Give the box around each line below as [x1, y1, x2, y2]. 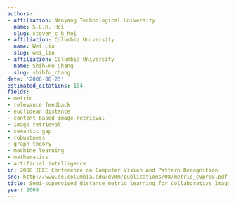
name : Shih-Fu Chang [13, 62, 74, 69]
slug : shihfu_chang [13, 69, 71, 76]
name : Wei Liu [13, 43, 55, 50]
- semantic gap [7, 128, 52, 135]
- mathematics [7, 154, 49, 161]
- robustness [7, 134, 46, 141]
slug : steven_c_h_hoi [13, 29, 77, 37]
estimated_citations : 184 [7, 82, 83, 89]
